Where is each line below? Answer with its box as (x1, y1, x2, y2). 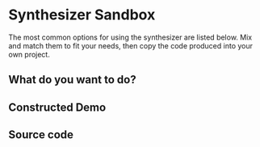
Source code (8, 128, 74, 142)
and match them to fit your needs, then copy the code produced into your (8, 40, 253, 50)
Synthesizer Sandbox (8, 6, 156, 24)
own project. (8, 49, 50, 59)
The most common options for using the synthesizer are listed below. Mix (8, 32, 253, 42)
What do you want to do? (8, 73, 136, 86)
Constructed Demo (8, 100, 107, 114)
